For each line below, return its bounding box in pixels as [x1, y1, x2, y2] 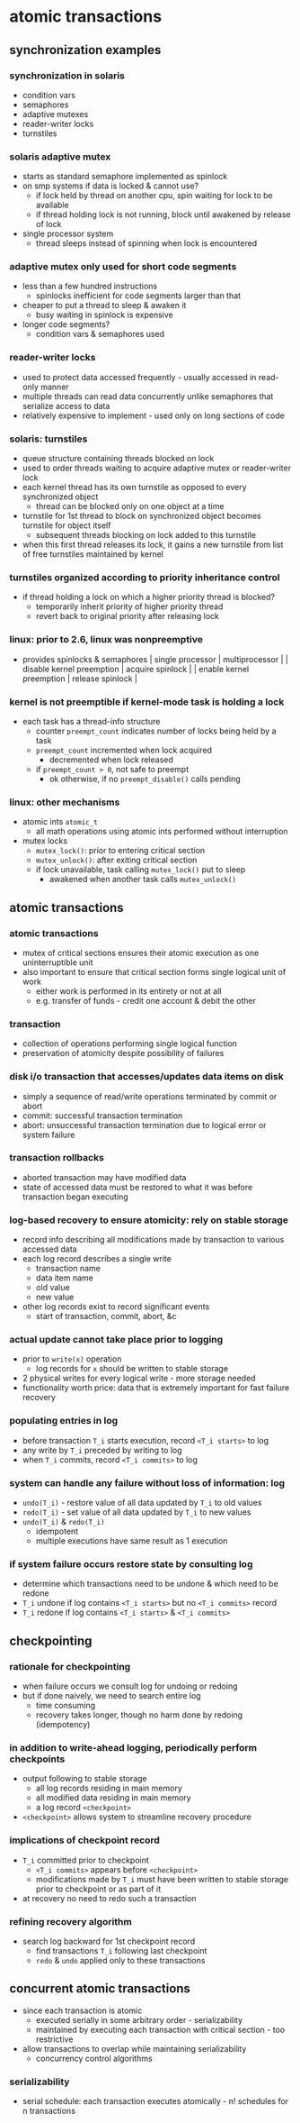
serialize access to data [22, 400, 110, 411]
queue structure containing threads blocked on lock [22, 453, 215, 464]
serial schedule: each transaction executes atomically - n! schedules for [22, 2096, 289, 2106]
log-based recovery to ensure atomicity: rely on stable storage [9, 1214, 289, 1226]
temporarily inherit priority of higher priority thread [35, 601, 224, 612]
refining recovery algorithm [9, 1915, 132, 1927]
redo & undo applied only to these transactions [35, 1954, 206, 1965]
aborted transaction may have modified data [22, 1171, 187, 1182]
